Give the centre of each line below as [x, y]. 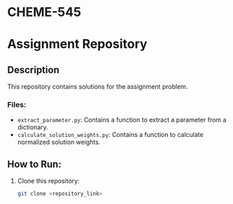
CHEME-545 [44, 12]
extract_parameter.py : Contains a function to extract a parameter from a [122, 120]
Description [33, 70]
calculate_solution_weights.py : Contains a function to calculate [111, 135]
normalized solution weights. [59, 142]
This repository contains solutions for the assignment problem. [98, 87]
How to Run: [34, 164]
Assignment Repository [77, 44]
